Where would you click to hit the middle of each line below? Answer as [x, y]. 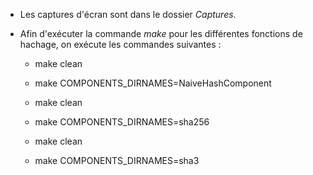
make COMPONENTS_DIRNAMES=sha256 [122, 122]
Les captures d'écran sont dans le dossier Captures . [128, 14]
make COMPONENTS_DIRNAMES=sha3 [117, 160]
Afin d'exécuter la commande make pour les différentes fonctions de [161, 33]
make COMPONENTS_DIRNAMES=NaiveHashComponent [153, 83]
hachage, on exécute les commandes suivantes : [120, 44]
